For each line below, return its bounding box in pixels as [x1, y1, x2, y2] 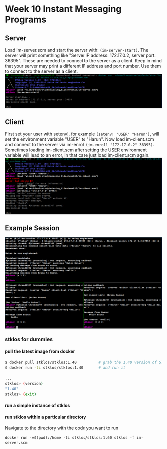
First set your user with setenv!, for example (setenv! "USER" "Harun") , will [5, 131, 159, 137]
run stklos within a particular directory [5, 414, 86, 420]
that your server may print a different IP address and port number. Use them [5, 63, 161, 69]
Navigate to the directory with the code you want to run [5, 425, 119, 431]
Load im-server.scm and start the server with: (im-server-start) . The [5, 47, 149, 53]
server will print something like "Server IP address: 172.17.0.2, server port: [5, 52, 156, 58]
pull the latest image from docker [5, 348, 75, 354]
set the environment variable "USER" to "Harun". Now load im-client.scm [5, 136, 154, 142]
